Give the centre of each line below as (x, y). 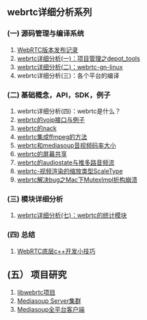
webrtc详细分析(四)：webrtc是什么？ (69, 111)
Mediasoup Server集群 (49, 301)
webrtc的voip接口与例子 (51, 119)
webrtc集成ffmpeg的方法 (52, 136)
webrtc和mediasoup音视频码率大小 (66, 145)
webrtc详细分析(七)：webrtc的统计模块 (72, 215)
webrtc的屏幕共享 (42, 153)
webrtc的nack (37, 128)
